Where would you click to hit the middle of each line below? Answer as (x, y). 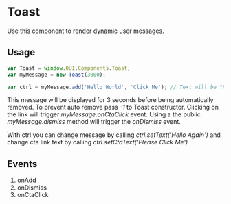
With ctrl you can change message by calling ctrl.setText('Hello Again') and (114, 135)
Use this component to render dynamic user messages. (86, 31)
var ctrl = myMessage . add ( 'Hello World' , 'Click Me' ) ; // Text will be (112, 87)
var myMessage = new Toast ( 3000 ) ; (57, 75)
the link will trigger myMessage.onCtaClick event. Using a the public (104, 114)
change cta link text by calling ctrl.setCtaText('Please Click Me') (98, 142)
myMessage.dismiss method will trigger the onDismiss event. (94, 122)
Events (22, 164)
